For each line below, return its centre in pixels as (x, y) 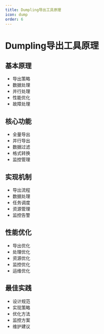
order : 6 (14, 19)
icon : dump (16, 15)
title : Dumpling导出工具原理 (33, 10)
